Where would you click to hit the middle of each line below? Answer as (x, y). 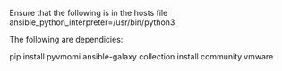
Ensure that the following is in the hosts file (89, 13)
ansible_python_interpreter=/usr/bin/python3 (92, 22)
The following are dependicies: (66, 39)
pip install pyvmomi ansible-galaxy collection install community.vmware (141, 56)
